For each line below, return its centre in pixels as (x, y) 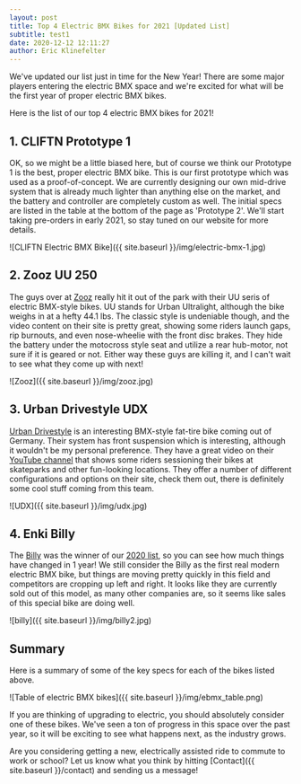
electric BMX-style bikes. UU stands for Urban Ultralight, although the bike (147, 306)
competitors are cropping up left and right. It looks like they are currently (143, 584)
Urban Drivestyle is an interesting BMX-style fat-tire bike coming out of (141, 431)
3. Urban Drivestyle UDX (79, 410)
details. (23, 229)
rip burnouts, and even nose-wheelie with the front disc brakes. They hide (146, 335)
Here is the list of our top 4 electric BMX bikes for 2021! (112, 113)
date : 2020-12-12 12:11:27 (60, 43)
